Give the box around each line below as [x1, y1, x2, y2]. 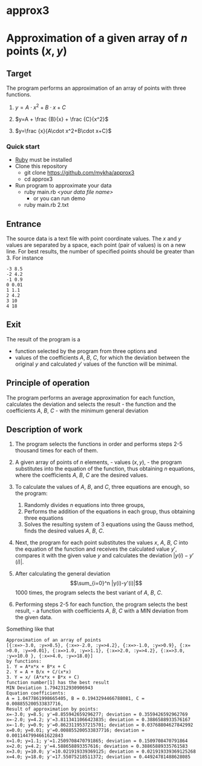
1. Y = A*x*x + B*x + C [6, 664, 67, 670]
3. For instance [6, 254, 44, 261]
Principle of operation [6, 378, 90, 388]
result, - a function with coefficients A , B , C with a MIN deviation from [15, 607, 189, 614]
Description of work [6, 424, 83, 434]
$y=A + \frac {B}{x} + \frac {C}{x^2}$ [15, 115, 109, 123]
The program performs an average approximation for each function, [6, 394, 175, 401]
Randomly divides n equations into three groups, [24, 502, 145, 509]
